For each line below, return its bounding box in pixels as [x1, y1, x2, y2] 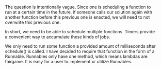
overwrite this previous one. [5, 19, 61, 25]
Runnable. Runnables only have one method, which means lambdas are [5, 54, 148, 59]
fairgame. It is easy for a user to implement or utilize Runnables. [5, 59, 132, 64]
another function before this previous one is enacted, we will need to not [5, 14, 150, 20]
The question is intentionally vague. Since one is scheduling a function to [5, 4, 151, 10]
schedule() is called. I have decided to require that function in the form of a [5, 48, 155, 54]
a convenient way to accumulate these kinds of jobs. [5, 34, 110, 40]
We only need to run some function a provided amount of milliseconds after [5, 43, 156, 49]
